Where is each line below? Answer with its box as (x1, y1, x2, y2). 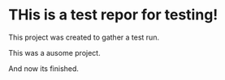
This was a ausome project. (8, 48, 101, 57)
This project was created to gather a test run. (8, 32, 160, 42)
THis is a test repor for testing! (8, 6, 219, 24)
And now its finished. (8, 63, 80, 74)
